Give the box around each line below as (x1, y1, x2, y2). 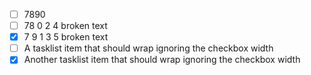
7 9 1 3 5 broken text (23, 31, 109, 43)
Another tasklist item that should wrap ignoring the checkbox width (23, 54, 301, 66)
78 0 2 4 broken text (23, 20, 108, 32)
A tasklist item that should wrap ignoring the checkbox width (23, 42, 274, 54)
